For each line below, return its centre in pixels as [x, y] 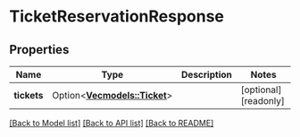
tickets [29, 95]
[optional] [261, 90]
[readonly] [263, 101]
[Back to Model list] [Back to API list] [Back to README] [112, 123]
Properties [39, 50]
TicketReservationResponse [117, 17]
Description [207, 75]
